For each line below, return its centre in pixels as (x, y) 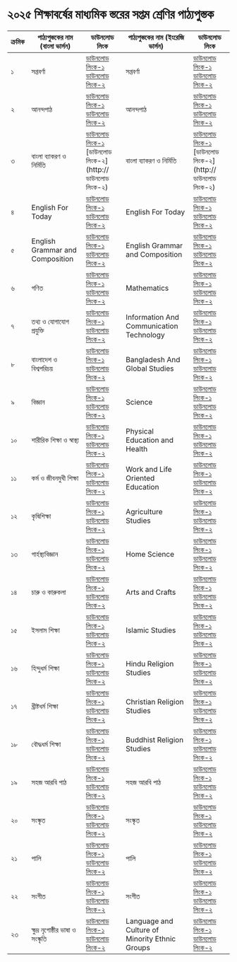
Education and (150, 440)
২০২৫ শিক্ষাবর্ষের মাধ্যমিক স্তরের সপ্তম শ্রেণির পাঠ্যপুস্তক (110, 15)
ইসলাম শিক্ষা (45, 630)
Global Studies (150, 369)
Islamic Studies (151, 630)
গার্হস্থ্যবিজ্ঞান (45, 554)
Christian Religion (155, 702)
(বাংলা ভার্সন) (55, 46)
